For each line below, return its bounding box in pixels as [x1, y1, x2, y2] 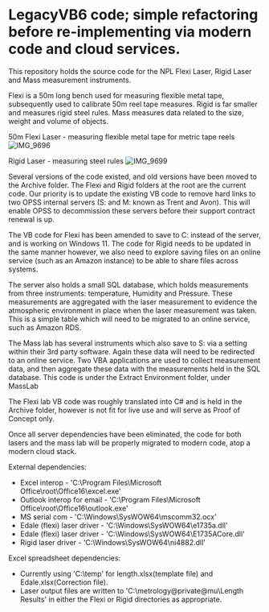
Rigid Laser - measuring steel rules [8, 155, 124, 166]
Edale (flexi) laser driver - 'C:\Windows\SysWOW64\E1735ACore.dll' [19, 529, 245, 539]
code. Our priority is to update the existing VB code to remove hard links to [8, 188, 256, 198]
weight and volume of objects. [8, 116, 108, 126]
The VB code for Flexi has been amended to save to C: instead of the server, [8, 229, 261, 239]
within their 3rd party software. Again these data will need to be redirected [8, 346, 255, 356]
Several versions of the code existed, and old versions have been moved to [8, 172, 257, 181]
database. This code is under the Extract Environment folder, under [8, 372, 230, 382]
